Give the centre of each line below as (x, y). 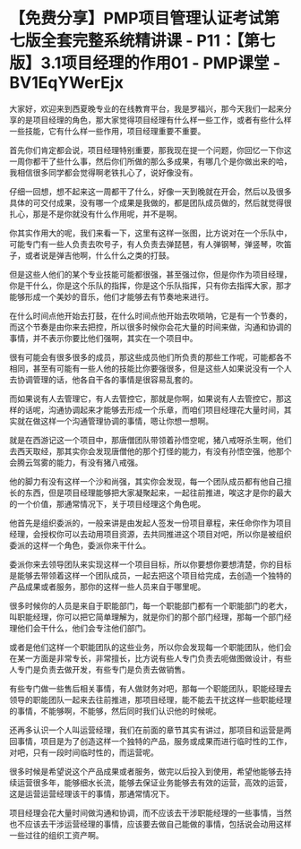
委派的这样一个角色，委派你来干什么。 (80, 545)
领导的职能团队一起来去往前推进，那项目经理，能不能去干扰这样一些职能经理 (150, 699)
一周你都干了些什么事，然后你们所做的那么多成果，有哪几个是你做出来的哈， (150, 161)
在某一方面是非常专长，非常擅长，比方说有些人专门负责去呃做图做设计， (142, 658)
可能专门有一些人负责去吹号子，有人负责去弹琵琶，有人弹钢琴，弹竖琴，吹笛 (150, 244)
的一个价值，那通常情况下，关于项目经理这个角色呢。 (107, 503)
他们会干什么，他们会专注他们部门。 (83, 628)
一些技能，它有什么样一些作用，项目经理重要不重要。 (107, 131)
